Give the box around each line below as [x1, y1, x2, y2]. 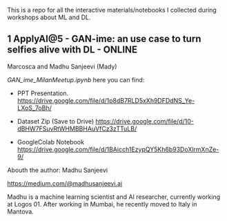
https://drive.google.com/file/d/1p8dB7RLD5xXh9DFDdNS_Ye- [17, 96, 195, 104]
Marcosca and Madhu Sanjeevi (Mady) [7, 62, 117, 70]
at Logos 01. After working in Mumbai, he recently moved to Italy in [7, 200, 198, 208]
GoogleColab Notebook [17, 137, 85, 146]
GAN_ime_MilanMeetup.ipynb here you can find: [7, 75, 145, 84]
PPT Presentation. [17, 89, 69, 97]
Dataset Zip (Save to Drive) [17, 117, 95, 125]
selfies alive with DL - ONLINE [7, 44, 138, 56]
